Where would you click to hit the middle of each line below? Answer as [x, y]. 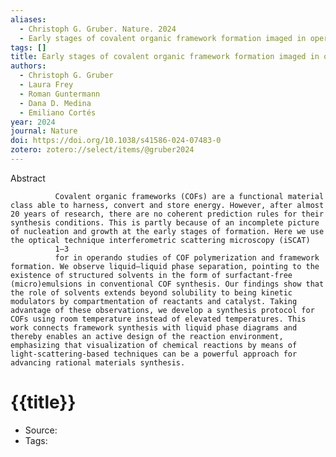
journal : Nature [44, 131]
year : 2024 [33, 122]
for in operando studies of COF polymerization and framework [187, 257]
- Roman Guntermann [60, 94]
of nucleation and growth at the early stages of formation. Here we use [167, 231]
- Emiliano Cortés [58, 112]
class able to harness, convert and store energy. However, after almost [167, 205]
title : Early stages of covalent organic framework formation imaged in [165, 57]
